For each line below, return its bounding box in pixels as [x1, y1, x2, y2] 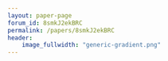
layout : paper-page [7, 11, 72, 20]
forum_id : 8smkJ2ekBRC [7, 19, 83, 27]
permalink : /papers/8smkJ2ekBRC [7, 26, 115, 34]
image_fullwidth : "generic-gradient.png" [21, 41, 161, 49]
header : [7, 33, 33, 42]
